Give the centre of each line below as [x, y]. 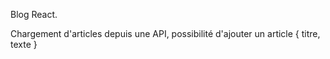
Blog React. [34, 14]
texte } [24, 44]
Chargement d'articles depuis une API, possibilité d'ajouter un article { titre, [165, 33]
